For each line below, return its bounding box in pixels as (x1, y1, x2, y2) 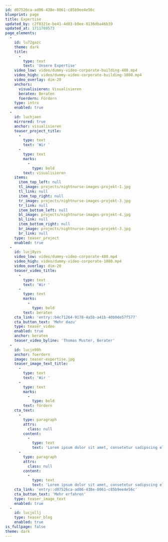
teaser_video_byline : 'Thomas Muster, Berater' (14, 338, 115, 343)
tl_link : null (18, 189, 48, 194)
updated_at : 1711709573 (5, 26, 55, 31)
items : (14, 175, 28, 180)
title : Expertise (5, 17, 41, 22)
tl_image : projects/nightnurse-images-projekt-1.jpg (18, 184, 131, 189)
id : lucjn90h (14, 347, 41, 352)
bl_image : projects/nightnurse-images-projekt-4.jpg (18, 212, 131, 217)
